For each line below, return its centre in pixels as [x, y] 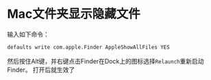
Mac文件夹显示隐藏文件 [74, 14]
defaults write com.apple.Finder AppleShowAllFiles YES [88, 47]
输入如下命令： [28, 34]
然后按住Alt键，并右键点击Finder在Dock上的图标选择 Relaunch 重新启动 [105, 61]
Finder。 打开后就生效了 [41, 70]
